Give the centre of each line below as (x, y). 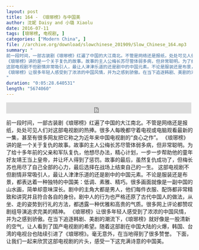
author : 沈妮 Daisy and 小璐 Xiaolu (49, 23)
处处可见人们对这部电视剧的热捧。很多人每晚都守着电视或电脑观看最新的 (105, 130)
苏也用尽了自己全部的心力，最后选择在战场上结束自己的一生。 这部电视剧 (95, 167)
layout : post (22, 12)
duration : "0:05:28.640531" (41, 84)
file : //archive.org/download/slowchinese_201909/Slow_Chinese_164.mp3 (96, 45)
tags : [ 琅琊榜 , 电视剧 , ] (36, 34)
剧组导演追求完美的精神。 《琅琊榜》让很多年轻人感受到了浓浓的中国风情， (98, 211)
